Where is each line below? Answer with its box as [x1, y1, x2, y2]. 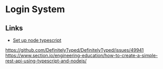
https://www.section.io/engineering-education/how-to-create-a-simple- [5, 52, 158, 58]
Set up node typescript [12, 37, 62, 43]
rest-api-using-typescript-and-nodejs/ [5, 58, 87, 64]
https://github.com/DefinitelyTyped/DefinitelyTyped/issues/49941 [5, 47, 144, 53]
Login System [5, 4, 65, 15]
